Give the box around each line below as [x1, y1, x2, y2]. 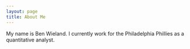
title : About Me [6, 14, 46, 20]
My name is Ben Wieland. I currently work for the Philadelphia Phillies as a [6, 30, 184, 37]
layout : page [6, 8, 38, 15]
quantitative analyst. [6, 36, 55, 43]
